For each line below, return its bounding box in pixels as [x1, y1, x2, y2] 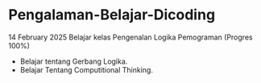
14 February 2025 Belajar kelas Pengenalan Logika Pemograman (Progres [8, 32, 253, 42]
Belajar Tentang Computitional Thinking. [19, 64, 153, 74]
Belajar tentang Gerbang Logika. [19, 56, 128, 66]
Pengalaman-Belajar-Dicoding [8, 6, 216, 24]
